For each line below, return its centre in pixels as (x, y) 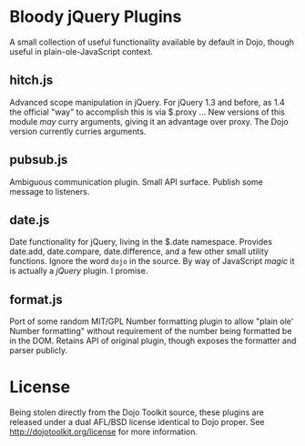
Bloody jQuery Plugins (96, 17)
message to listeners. (50, 191)
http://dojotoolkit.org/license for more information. (104, 432)
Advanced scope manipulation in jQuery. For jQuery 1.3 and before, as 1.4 (147, 102)
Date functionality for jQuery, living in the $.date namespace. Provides (141, 242)
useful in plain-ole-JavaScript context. (81, 51)
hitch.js (31, 81)
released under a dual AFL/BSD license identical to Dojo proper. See (137, 422)
